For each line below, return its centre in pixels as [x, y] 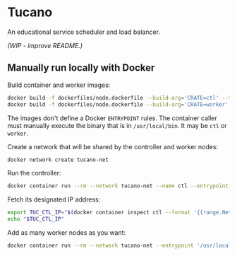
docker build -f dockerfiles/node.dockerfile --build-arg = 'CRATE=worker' [118, 104]
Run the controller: [34, 173]
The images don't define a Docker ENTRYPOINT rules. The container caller [112, 118]
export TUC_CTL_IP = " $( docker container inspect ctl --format [99, 213]
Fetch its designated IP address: [54, 199]
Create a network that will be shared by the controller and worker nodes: [113, 146]
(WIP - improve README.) [45, 45]
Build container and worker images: [59, 85]
